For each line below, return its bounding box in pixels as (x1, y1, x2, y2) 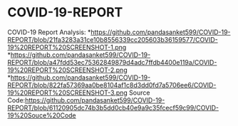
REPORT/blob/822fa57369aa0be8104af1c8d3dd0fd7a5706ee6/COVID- (7, 80, 217, 89)
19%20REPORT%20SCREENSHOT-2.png (7, 65, 128, 74)
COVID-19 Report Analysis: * (7, 28, 91, 36)
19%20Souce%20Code (7, 111, 76, 120)
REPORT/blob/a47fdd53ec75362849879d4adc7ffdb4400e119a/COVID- (7, 58, 217, 66)
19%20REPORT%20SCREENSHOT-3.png (7, 88, 128, 97)
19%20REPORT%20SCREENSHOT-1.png (7, 43, 127, 51)
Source (129, 88, 150, 97)
